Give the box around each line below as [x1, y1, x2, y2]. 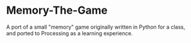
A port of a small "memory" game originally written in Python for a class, [6, 23, 186, 30]
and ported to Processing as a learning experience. [6, 29, 133, 36]
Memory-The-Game [6, 4, 108, 17]
